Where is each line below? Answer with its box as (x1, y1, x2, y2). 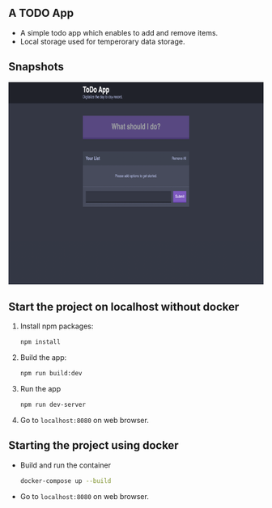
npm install (19, 338, 61, 346)
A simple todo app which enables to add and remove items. (19, 28, 219, 37)
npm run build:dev (19, 370, 83, 378)
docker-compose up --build (19, 476, 112, 485)
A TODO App (8, 6, 74, 20)
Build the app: (19, 353, 67, 362)
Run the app (19, 384, 62, 394)
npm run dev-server (19, 400, 87, 409)
